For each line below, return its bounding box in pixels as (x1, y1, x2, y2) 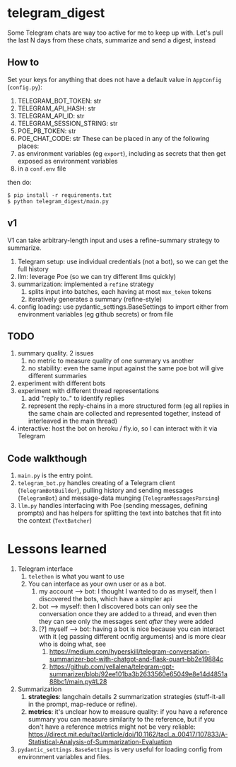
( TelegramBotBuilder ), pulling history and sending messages (17, 487, 194, 495)
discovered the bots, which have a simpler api (38, 595, 173, 603)
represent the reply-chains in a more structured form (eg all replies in (28, 402, 230, 410)
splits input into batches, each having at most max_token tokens (28, 287, 212, 295)
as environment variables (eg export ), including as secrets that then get (17, 149, 226, 157)
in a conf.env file (17, 164, 66, 173)
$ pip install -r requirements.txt (7, 191, 112, 199)
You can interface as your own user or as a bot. (28, 579, 167, 589)
